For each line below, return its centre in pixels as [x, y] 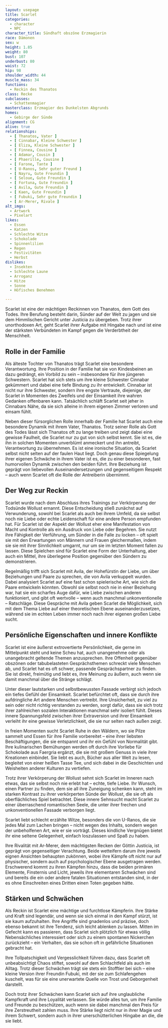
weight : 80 [17, 52]
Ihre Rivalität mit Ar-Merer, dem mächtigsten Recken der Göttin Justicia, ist [82, 846]
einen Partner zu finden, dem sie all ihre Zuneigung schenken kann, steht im [84, 788]
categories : [18, 19]
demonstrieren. [21, 562]
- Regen [18, 248]
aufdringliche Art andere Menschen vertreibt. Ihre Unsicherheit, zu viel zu [81, 700]
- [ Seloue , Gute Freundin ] [40, 178]
